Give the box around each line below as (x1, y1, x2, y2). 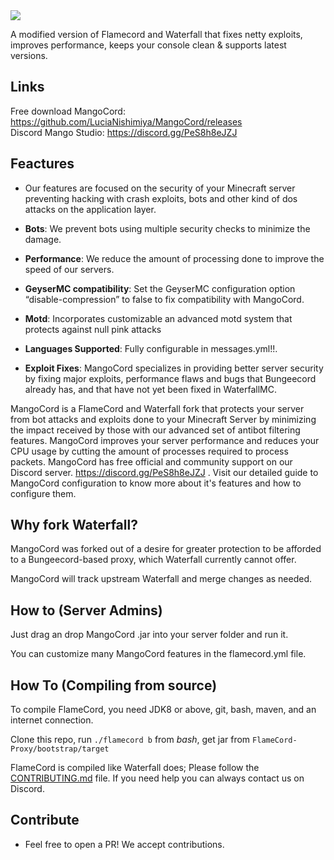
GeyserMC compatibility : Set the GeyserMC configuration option (24, 282, 296, 294)
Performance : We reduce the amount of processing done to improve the (24, 252, 325, 264)
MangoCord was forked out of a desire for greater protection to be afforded (10, 543, 322, 555)
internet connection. (10, 714, 94, 726)
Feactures (10, 155, 75, 173)
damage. (24, 233, 62, 245)
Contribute (10, 812, 80, 829)
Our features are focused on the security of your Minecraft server (24, 182, 296, 194)
